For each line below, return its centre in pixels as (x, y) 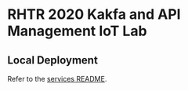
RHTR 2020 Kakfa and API (94, 15)
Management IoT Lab (77, 31)
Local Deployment (53, 60)
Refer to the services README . (57, 79)
